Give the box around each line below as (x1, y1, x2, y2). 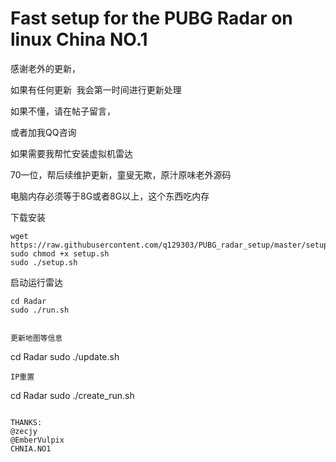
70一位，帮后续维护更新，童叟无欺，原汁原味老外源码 (10, 168, 232, 181)
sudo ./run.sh (10, 305, 70, 315)
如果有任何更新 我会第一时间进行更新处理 (10, 83, 182, 96)
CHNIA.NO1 (10, 443, 52, 454)
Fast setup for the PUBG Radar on (10, 7, 293, 30)
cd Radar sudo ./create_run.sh (10, 389, 135, 401)
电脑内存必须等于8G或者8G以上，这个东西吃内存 (10, 190, 210, 202)
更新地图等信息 (10, 333, 63, 343)
